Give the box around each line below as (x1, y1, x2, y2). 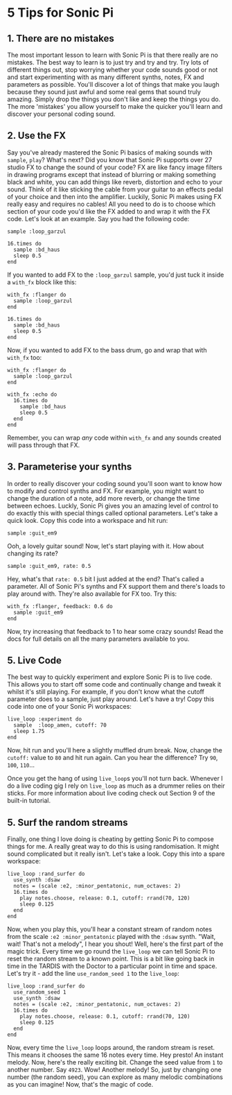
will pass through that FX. (7, 440, 80, 449)
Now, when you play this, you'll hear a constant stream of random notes (7, 925, 213, 933)
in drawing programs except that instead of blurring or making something (7, 170, 216, 178)
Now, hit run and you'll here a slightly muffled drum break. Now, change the (7, 746, 223, 755)
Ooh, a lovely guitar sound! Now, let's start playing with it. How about (7, 542, 204, 550)
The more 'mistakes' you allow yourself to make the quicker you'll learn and (7, 103, 223, 110)
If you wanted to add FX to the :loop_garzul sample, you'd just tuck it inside (7, 270, 224, 279)
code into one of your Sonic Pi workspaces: (7, 702, 132, 711)
